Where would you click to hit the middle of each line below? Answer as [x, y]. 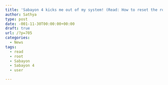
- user [16, 70]
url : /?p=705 [19, 33]
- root [16, 56]
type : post [16, 19]
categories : [17, 38]
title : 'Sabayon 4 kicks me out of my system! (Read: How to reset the [81, 10]
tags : [11, 47]
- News [16, 42]
